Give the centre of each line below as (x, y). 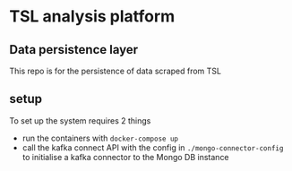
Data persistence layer (74, 50)
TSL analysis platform (92, 17)
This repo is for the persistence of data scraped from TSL (116, 71)
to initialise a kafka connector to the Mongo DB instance (126, 157)
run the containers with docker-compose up (100, 138)
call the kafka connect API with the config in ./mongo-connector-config (153, 147)
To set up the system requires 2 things (80, 120)
